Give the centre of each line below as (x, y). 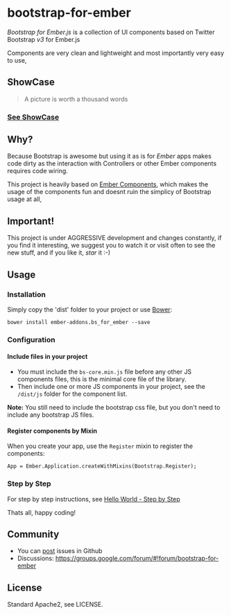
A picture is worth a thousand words (76, 99)
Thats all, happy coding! (42, 512)
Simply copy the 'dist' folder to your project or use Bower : (90, 309)
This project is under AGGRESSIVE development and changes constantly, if (114, 238)
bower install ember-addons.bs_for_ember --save (79, 322)
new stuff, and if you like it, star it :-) (59, 253)
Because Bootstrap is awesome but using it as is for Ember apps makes (109, 156)
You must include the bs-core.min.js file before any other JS (104, 372)
